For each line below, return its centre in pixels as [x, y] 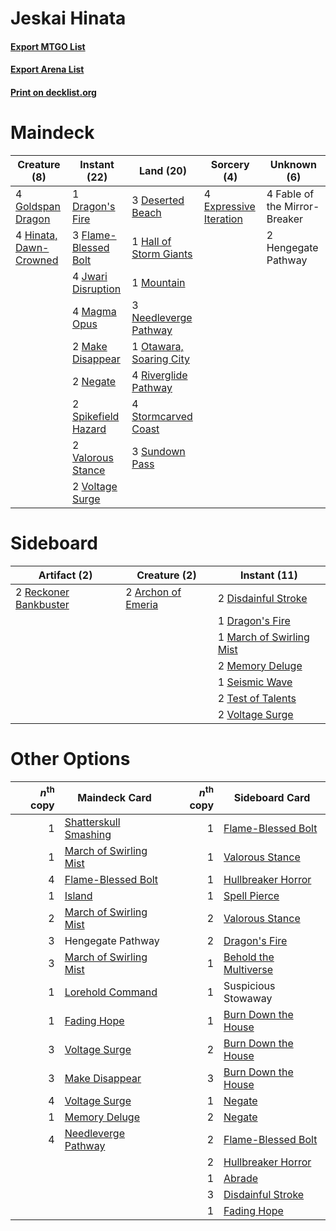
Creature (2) [166, 575]
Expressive [229, 206]
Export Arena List [47, 69]
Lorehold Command [111, 992]
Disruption [96, 289]
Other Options [70, 759]
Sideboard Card [272, 798]
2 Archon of [153, 592]
